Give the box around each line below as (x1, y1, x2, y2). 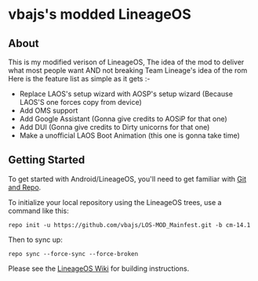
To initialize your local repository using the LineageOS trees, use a (8, 197, 222, 207)
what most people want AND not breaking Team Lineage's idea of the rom (8, 66, 248, 75)
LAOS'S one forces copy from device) (19, 98, 143, 106)
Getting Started (8, 153, 85, 167)
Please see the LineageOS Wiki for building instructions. (8, 264, 190, 273)
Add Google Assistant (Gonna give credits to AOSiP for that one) (19, 114, 227, 123)
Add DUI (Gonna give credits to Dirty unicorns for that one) (19, 123, 210, 131)
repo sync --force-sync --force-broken (8, 250, 139, 258)
